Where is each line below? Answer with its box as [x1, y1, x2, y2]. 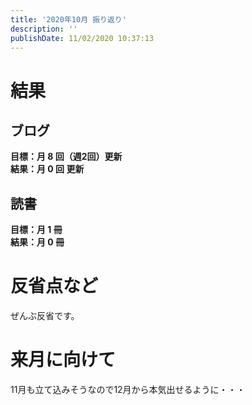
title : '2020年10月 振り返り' [10, 14, 127, 25]
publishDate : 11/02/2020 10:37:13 [10, 33, 155, 43]
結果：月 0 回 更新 [10, 163, 85, 175]
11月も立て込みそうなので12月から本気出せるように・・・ [10, 384, 246, 396]
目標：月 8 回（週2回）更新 [10, 151, 123, 163]
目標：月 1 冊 [10, 224, 63, 236]
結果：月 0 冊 [10, 236, 65, 248]
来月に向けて [10, 349, 117, 371]
